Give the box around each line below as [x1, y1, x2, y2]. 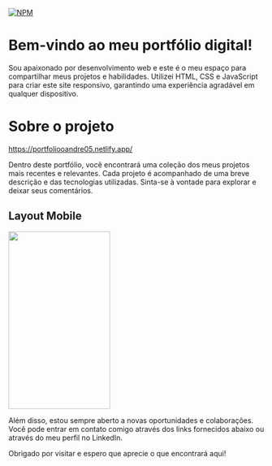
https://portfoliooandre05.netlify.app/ [8, 144, 133, 153]
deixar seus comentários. [8, 185, 93, 195]
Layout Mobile [8, 209, 83, 223]
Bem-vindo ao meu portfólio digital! [8, 37, 253, 54]
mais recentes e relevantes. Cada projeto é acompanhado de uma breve [8, 168, 250, 178]
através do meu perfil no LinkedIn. [8, 433, 123, 442]
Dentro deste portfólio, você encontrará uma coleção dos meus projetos [8, 159, 250, 170]
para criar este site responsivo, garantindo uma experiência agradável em [8, 80, 255, 89]
